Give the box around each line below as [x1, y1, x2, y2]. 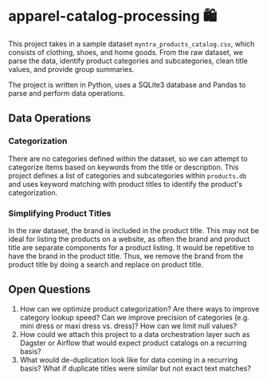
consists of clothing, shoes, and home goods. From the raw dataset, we [8, 47, 243, 57]
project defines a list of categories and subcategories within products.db [8, 170, 247, 181]
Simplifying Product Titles [8, 208, 112, 219]
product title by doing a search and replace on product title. [8, 260, 204, 269]
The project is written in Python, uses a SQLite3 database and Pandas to [8, 80, 246, 89]
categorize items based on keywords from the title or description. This [8, 162, 239, 172]
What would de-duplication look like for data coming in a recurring [19, 355, 238, 364]
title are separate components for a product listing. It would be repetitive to [8, 242, 254, 252]
